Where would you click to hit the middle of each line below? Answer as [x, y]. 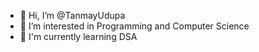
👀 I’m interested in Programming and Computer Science [134, 26]
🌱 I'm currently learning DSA [78, 36]
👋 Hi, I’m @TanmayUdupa [72, 15]
